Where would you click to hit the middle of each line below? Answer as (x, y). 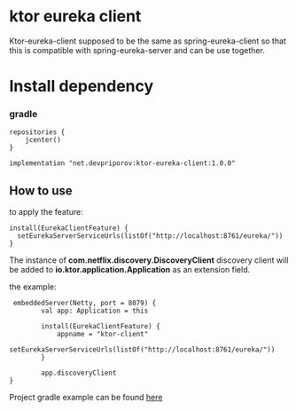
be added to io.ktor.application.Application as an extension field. (130, 270)
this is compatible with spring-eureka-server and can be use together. (137, 50)
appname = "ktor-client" (102, 335)
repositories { (37, 132)
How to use (41, 190)
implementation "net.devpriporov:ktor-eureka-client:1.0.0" (123, 163)
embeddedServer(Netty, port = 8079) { (85, 304)
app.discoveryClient (79, 373)
